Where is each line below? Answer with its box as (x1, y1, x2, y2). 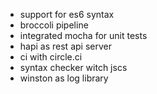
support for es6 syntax (19, 9, 115, 20)
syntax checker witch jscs (19, 62, 128, 73)
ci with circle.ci (19, 51, 83, 63)
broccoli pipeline (19, 19, 89, 31)
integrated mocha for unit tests (19, 30, 148, 41)
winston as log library (19, 72, 109, 84)
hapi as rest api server (19, 40, 112, 52)
